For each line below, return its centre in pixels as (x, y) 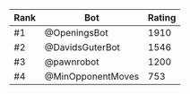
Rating (162, 17)
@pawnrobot (72, 62)
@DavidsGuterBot (82, 47)
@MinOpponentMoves (92, 77)
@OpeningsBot (77, 33)
